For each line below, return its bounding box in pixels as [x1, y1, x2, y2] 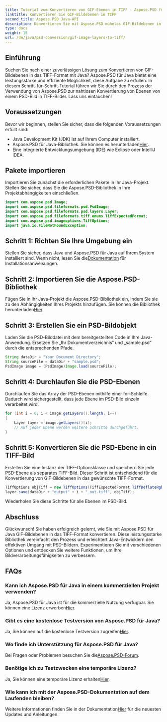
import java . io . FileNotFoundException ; [5, 223, 88, 228]
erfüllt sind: [5, 126, 29, 132]
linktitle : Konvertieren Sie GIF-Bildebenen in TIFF [5, 12, 117, 17]
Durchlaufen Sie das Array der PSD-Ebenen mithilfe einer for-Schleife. [5, 391, 149, 397]
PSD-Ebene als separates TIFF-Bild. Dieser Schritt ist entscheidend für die [5, 470, 158, 476]
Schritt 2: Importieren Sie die [5, 275, 96, 283]
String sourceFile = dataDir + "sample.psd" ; [5, 359, 101, 364]
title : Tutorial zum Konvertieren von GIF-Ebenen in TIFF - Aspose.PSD [5, 7, 157, 12]
